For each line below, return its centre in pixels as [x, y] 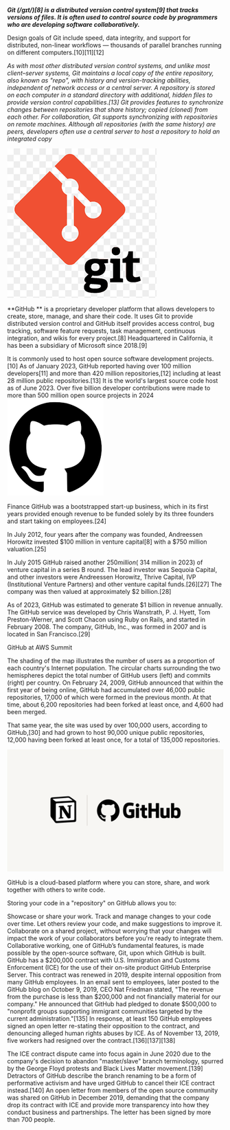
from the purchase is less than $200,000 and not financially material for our [114, 997]
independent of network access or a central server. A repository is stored [111, 88]
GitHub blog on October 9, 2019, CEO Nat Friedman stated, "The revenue [111, 989]
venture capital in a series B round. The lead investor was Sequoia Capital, [112, 569]
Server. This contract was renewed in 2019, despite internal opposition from [114, 975]
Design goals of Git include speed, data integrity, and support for [99, 38]
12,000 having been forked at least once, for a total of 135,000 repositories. [114, 740]
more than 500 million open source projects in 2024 [81, 395]
